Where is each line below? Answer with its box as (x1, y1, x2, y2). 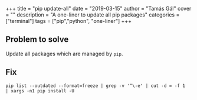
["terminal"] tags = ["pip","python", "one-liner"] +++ (5, 18, 132, 24)
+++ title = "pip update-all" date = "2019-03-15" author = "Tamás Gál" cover (5, 5, 192, 12)
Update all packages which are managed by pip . (5, 50, 123, 57)
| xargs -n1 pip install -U (5, 88, 75, 94)
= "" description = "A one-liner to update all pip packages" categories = (5, 11, 180, 18)
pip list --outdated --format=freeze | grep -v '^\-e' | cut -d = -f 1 (5, 82, 185, 89)
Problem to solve (5, 35, 69, 45)
